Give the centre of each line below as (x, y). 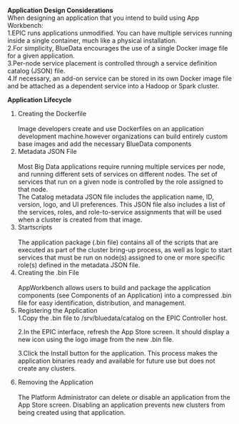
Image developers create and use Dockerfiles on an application (111, 129)
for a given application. (41, 56)
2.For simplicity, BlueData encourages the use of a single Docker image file (118, 48)
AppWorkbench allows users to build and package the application (114, 288)
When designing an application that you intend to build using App (103, 18)
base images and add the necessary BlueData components (105, 144)
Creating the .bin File (49, 273)
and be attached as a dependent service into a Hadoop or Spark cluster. (113, 86)
